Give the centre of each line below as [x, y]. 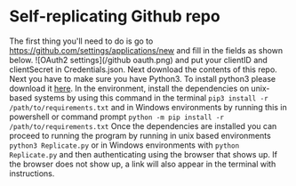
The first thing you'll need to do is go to [81, 41]
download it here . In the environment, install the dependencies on [129, 88]
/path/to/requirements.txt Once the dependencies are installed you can [143, 125]
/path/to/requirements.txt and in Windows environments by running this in [148, 107]
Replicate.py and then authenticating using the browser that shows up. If [144, 154]
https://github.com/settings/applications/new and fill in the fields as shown [146, 50]
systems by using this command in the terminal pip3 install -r [151, 97]
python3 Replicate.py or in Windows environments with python [124, 145]
